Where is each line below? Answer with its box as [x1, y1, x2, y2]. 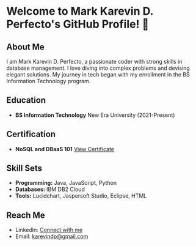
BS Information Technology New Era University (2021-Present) [15, 111, 175, 119]
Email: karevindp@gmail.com [15, 233, 89, 240]
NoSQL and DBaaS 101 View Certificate [15, 145, 115, 152]
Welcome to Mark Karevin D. [6, 4, 154, 18]
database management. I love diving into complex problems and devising [6, 64, 191, 72]
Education [6, 95, 46, 105]
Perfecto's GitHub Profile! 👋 [6, 17, 150, 31]
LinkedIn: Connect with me [15, 226, 83, 234]
